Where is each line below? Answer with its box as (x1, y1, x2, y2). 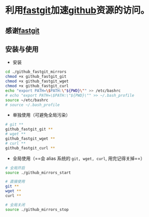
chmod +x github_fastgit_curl (5, 84, 69, 89)
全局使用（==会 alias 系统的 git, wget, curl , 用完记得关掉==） (12, 155, 145, 161)
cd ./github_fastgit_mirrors (5, 69, 67, 75)
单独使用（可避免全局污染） (12, 112, 71, 118)
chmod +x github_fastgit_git (5, 74, 67, 79)
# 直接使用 (5, 179, 25, 184)
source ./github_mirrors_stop (5, 207, 69, 212)
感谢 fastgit (5, 26, 40, 35)
